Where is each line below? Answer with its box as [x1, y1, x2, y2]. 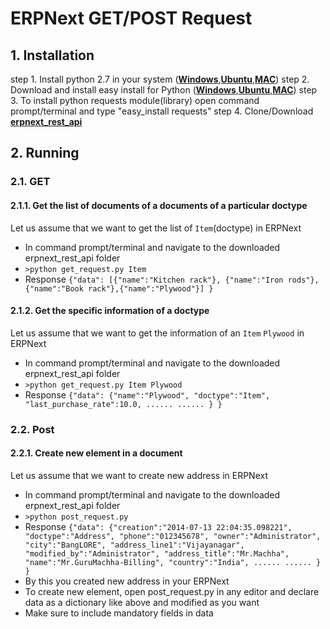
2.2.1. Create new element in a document [10, 447, 183, 459]
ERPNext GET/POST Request [10, 7, 253, 30]
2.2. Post [10, 422, 55, 436]
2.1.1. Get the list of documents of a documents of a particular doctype [10, 199, 308, 211]
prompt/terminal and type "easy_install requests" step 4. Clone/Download [10, 105, 314, 117]
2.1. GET [10, 175, 51, 189]
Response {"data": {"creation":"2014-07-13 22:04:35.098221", [24, 520, 293, 532]
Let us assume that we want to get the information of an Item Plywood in [10, 327, 305, 339]
